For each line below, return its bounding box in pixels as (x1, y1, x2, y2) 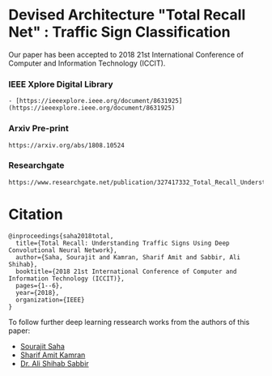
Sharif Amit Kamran (19, 350, 86, 360)
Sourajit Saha (19, 341, 65, 351)
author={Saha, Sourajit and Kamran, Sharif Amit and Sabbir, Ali (15, 253, 241, 261)
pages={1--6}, (15, 281, 63, 289)
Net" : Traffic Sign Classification (8, 23, 231, 41)
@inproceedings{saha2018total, (8, 232, 114, 240)
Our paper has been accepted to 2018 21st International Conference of (8, 49, 244, 59)
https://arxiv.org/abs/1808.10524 (8, 141, 125, 149)
